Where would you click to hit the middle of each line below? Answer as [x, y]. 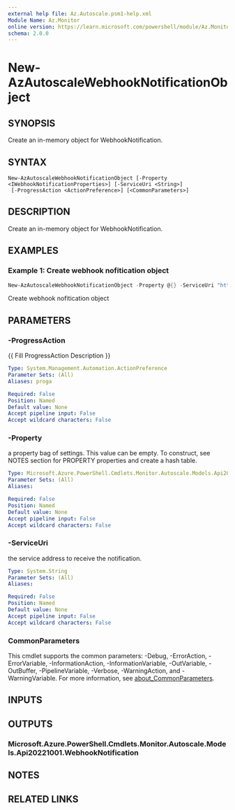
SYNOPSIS [32, 123]
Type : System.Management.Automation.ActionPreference [88, 369]
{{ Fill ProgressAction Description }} [59, 356]
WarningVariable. [33, 678]
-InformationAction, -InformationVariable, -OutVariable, [128, 663]
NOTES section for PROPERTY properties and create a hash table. [103, 461]
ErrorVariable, [28, 663]
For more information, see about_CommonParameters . [137, 678]
